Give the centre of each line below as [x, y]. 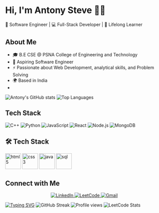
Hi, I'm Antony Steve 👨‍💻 [55, 10]
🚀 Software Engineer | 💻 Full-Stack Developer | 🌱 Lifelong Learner [74, 24]
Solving [20, 74]
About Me [21, 42]
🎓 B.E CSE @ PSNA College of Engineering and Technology [75, 54]
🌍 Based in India [30, 80]
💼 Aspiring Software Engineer [43, 62]
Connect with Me [33, 183]
